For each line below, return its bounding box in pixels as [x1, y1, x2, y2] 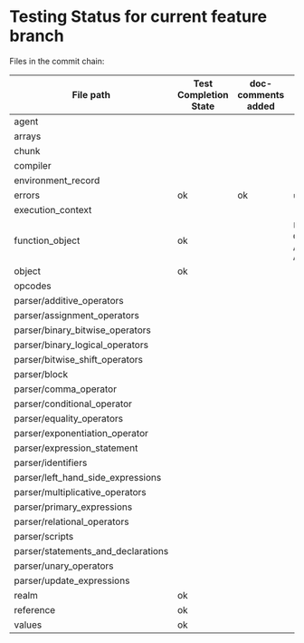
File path [71, 88, 111, 101]
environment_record [14, 174, 100, 187]
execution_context [14, 203, 92, 216]
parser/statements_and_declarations [14, 544, 169, 557]
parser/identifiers [14, 456, 88, 469]
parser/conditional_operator [14, 397, 133, 410]
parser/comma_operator [14, 383, 118, 395]
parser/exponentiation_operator [14, 426, 149, 439]
